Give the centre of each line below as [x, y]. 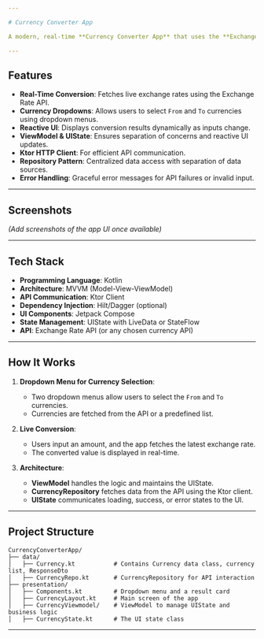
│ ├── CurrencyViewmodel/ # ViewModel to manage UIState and [119, 605]
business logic [33, 612]
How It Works [42, 363]
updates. [34, 145]
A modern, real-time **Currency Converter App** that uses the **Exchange [133, 36]
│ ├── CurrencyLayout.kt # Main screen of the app [103, 598]
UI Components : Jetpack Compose [77, 313]
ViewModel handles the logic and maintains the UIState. [123, 483]
